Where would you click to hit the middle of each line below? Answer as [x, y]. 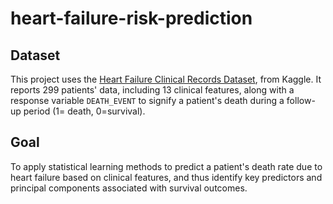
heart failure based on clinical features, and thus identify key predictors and [166, 177]
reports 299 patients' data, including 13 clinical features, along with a [152, 90]
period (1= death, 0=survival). [84, 111]
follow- [301, 100]
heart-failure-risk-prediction [131, 18]
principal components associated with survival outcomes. [129, 188]
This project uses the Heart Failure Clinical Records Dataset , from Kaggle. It [166, 79]
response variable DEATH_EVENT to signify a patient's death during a [147, 100]
